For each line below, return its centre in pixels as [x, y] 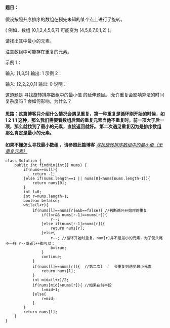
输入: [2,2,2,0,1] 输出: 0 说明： [36, 84]
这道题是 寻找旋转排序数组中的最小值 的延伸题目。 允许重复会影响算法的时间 [85, 95]
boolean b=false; [41, 201]
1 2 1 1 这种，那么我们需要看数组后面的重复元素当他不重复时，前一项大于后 [83, 120]
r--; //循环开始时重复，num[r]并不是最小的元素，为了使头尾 [107, 238]
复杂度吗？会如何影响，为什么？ [38, 101]
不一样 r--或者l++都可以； [30, 244]
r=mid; [48, 299]
